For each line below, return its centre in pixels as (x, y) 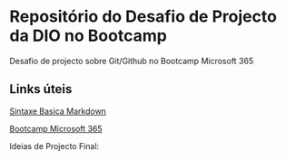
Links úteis (41, 89)
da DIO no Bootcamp (89, 36)
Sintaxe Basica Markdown (58, 111)
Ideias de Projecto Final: (54, 146)
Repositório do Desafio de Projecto (143, 17)
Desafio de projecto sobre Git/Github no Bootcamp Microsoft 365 (132, 61)
